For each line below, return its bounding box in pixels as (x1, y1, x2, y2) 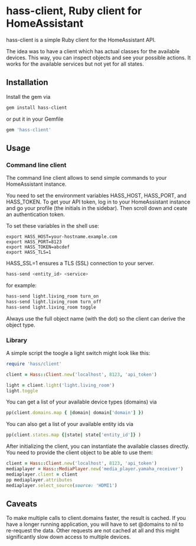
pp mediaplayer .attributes (6, 477, 73, 483)
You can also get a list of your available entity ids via (6, 421, 134, 428)
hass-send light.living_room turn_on (6, 293, 99, 299)
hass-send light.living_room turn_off (6, 299, 102, 305)
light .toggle (6, 387, 38, 394)
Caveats (6, 499, 37, 509)
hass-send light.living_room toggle (6, 304, 96, 310)
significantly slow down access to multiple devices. (6, 534, 131, 541)
